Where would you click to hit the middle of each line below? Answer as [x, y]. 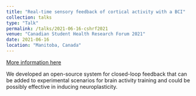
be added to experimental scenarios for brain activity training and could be [98, 80]
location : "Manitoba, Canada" [44, 46]
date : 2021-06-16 [28, 40]
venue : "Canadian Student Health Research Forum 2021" [76, 34]
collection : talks [29, 17]
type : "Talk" [22, 23]
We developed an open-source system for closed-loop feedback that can [97, 74]
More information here [34, 62]
